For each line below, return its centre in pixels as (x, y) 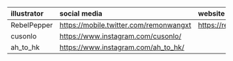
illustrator (27, 13)
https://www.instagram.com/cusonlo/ (120, 36)
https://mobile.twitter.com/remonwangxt (126, 25)
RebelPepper (32, 25)
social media (81, 13)
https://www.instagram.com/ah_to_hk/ (122, 47)
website (212, 13)
